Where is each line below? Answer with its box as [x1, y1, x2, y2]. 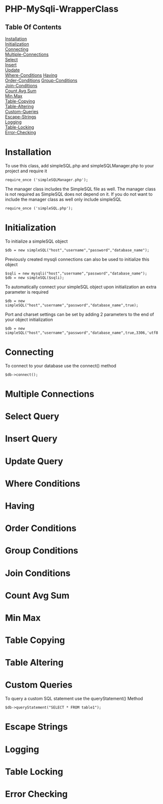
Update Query [5, 456, 63, 467]
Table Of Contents [5, 23, 62, 31]
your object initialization [5, 317, 53, 322]
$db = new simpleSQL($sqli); [5, 275, 64, 280]
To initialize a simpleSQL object [5, 238, 68, 244]
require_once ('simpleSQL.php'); [5, 206, 73, 211]
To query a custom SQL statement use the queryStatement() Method [5, 696, 143, 702]
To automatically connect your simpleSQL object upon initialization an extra [5, 284, 157, 290]
